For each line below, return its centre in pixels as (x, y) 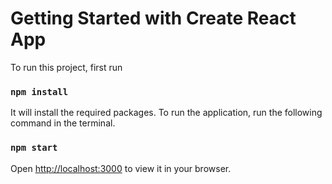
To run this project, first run (66, 67)
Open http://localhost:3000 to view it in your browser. (121, 168)
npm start (34, 148)
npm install (39, 91)
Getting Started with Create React (153, 18)
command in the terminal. (63, 123)
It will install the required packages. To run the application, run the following (166, 113)
